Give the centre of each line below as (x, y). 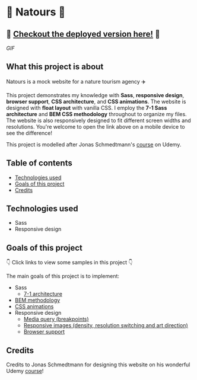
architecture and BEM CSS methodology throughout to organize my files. (96, 114)
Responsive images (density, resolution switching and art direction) (106, 325)
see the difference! (29, 133)
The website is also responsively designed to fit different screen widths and (99, 120)
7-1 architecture (43, 294)
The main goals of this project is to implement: (63, 276)
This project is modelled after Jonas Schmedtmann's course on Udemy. (94, 144)
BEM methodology (37, 300)
